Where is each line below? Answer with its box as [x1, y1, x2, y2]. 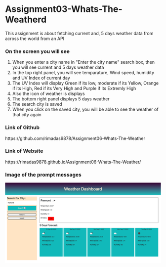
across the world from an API [5, 36, 65, 42]
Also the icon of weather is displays [12, 90, 85, 97]
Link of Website [5, 147, 43, 154]
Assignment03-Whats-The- [5, 3, 123, 15]
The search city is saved [12, 101, 63, 107]
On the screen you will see [5, 48, 70, 55]
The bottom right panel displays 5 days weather [12, 96, 110, 102]
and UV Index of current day [12, 75, 70, 81]
